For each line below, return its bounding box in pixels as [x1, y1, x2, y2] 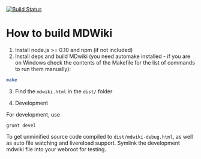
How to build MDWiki [6, 27, 113, 40]
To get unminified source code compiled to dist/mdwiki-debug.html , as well [6, 133, 193, 140]
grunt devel [6, 123, 36, 129]
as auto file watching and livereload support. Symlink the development [6, 139, 180, 146]
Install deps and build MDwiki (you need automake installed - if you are [14, 53, 191, 60]
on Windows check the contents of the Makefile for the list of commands [14, 59, 195, 66]
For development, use [6, 111, 60, 118]
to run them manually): [14, 65, 71, 72]
